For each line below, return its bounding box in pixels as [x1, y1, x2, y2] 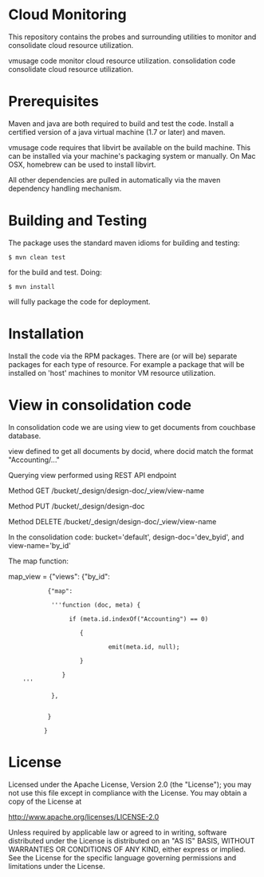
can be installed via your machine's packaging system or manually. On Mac [8, 151, 256, 160]
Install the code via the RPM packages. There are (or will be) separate [8, 351, 238, 361]
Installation [8, 325, 85, 342]
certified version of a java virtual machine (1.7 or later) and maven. [8, 127, 226, 136]
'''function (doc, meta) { [50, 601, 141, 609]
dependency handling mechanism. [8, 184, 122, 193]
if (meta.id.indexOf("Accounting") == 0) [69, 614, 209, 623]
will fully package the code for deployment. [8, 297, 151, 306]
